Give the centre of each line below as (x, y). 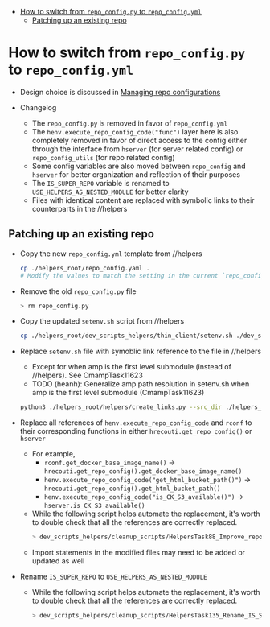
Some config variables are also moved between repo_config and (139, 166)
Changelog (38, 107)
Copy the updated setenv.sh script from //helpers (102, 321)
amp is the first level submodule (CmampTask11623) (118, 393)
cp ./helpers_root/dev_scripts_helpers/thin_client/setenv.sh (126, 336)
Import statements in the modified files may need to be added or (139, 552)
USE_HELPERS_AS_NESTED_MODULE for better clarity (110, 192)
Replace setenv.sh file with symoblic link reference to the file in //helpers (141, 351)
